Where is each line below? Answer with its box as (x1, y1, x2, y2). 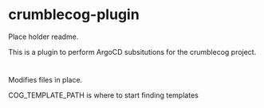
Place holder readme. (8, 32, 79, 41)
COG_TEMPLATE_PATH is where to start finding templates (8, 91, 199, 100)
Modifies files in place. (8, 75, 83, 85)
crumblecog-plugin (8, 6, 140, 24)
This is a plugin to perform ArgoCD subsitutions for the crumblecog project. (8, 47, 257, 56)
